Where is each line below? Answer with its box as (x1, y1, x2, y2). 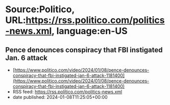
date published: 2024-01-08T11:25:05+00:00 (12, 94, 108, 100)
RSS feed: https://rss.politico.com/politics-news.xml (12, 89, 123, 95)
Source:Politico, (5, 4, 75, 15)
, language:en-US (52, 25, 128, 37)
